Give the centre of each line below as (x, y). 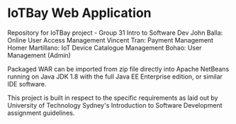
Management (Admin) (39, 55)
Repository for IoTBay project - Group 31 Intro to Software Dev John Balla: (115, 33)
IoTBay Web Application (79, 13)
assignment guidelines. (41, 113)
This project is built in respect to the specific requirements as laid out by (113, 98)
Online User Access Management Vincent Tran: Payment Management (111, 40)
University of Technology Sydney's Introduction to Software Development (115, 105)
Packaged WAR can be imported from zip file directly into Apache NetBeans (118, 69)
